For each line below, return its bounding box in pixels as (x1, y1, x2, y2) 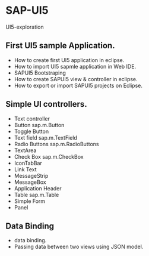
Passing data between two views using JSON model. (14, 243, 144, 251)
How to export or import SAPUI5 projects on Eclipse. (14, 82, 143, 89)
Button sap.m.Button (14, 121, 65, 128)
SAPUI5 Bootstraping (14, 69, 66, 76)
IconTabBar (14, 159, 43, 166)
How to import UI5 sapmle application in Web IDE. (14, 63, 137, 70)
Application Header (14, 184, 62, 192)
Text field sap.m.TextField (14, 134, 78, 141)
